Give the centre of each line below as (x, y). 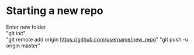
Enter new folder (26, 27)
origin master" (23, 46)
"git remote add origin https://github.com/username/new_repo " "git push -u (97, 39)
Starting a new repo (55, 11)
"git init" (16, 33)
